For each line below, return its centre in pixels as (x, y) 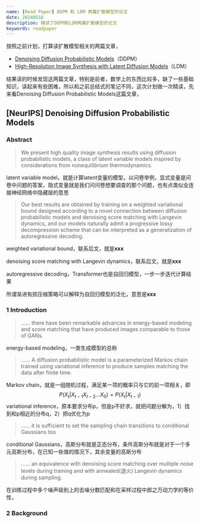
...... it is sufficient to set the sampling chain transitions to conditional (105, 426)
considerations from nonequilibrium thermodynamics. (87, 165)
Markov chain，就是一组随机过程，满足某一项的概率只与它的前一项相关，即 (99, 385)
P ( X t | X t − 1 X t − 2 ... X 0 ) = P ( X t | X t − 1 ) (100, 395)
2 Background (27, 513)
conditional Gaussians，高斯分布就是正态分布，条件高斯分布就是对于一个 (96, 444)
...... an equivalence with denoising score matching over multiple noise (107, 464)
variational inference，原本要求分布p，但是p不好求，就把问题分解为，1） (96, 406)
